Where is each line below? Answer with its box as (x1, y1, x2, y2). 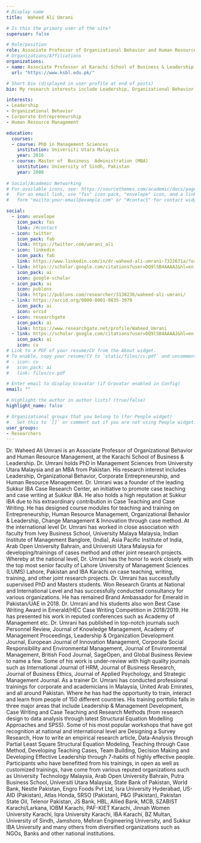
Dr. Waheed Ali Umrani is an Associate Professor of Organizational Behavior (6, 447, 193, 454)
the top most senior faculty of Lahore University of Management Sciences (6, 562, 189, 569)
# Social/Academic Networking (6, 180, 82, 186)
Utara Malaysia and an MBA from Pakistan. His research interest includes (6, 466, 187, 473)
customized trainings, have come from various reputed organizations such (6, 766, 190, 773)
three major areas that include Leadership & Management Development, (6, 702, 184, 710)
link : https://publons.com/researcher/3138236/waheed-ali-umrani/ (17, 292, 186, 298)
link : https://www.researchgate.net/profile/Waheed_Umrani (17, 325, 167, 331)
